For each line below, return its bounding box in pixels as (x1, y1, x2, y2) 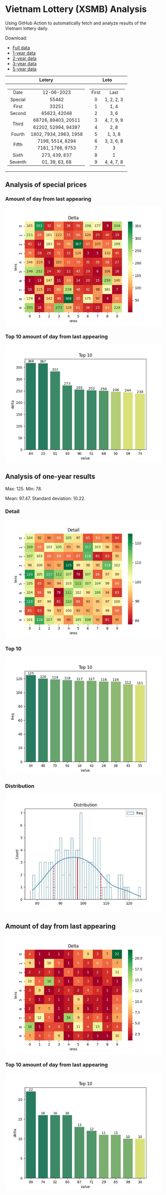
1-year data (12, 50, 36, 56)
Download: (5, 35, 27, 41)
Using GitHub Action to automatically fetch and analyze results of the (5, 20, 147, 26)
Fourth (11, 131, 25, 137)
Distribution (5, 783, 35, 790)
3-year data (12, 60, 37, 66)
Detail (5, 508, 20, 515)
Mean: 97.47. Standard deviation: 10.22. (5, 495, 86, 501)
